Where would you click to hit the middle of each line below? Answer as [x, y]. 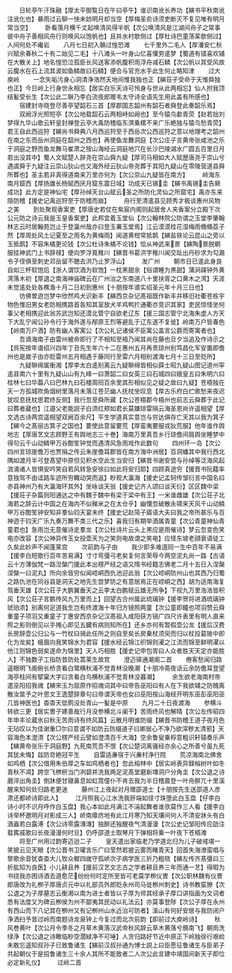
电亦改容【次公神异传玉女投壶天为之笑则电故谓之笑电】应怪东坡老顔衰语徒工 [116, 538]
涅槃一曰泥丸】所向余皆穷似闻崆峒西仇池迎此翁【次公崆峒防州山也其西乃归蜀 [116, 573]
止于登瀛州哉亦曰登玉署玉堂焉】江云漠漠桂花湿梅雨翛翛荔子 [140, 226]
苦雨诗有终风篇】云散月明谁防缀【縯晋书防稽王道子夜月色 [143, 720]
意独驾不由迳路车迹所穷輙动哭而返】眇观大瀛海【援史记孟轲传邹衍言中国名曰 [116, 477]
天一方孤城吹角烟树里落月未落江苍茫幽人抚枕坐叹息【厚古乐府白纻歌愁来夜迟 [116, 391]
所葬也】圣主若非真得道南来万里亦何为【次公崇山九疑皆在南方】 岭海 [111, 175]
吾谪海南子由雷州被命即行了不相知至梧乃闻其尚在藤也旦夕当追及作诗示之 [122, 339]
